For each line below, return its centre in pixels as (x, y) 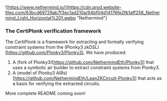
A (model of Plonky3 (34, 73)
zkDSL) (92, 47)
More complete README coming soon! (46, 93)
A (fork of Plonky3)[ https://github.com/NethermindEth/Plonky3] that (83, 62)
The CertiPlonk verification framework (53, 31)
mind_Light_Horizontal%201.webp (41, 18)
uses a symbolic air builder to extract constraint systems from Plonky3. (86, 68)
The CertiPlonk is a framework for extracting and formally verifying (75, 42)
